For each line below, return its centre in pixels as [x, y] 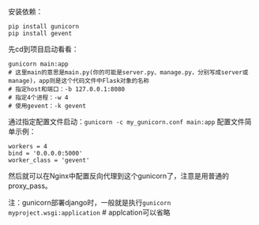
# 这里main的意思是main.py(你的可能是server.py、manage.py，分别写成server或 [128, 73]
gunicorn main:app [38, 64]
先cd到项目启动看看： [43, 49]
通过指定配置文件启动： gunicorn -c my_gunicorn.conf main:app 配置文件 [126, 122]
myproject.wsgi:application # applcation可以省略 [89, 212]
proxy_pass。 [30, 186]
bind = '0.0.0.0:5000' [45, 153]
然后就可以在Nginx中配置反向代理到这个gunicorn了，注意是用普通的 [119, 176]
